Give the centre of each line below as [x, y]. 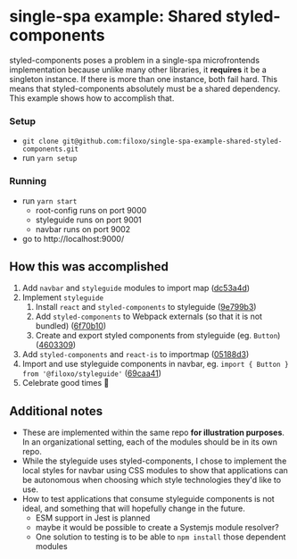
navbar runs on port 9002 [83, 229]
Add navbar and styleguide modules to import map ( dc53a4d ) [136, 288]
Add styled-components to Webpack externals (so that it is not [149, 317]
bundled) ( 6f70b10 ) [71, 326]
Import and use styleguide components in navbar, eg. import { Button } [155, 364]
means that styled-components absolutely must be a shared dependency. [145, 88]
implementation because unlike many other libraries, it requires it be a [138, 70]
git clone [41, 142]
